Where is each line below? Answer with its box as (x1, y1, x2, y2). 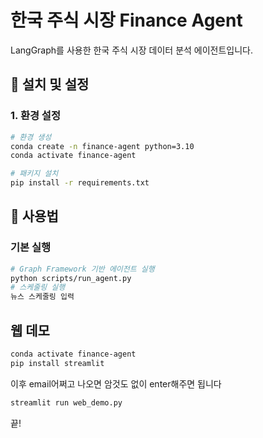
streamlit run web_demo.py (10, 397, 123, 408)
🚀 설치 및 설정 (10, 76, 90, 93)
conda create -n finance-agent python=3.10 (10, 141, 195, 151)
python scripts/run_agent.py (10, 273, 132, 283)
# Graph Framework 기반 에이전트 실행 (10, 264, 155, 274)
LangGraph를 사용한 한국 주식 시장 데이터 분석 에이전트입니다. (10, 44, 254, 56)
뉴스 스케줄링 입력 (10, 292, 75, 302)
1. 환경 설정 (10, 109, 61, 123)
